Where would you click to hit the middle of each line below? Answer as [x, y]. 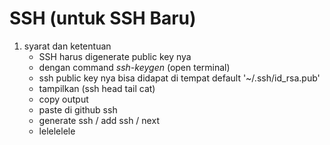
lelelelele [57, 131]
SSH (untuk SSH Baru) [103, 18]
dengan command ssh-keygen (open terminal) [134, 67]
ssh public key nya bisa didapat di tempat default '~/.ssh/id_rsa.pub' [179, 78]
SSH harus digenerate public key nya [115, 56]
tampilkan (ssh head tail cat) [97, 88]
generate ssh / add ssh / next [99, 120]
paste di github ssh [78, 109]
